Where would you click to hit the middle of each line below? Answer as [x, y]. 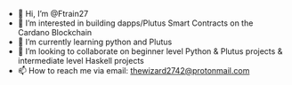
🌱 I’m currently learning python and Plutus [95, 42]
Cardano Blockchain [55, 32]
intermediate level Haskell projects [81, 61]
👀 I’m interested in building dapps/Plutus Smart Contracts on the [135, 23]
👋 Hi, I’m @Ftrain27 [53, 14]
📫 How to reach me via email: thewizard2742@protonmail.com [134, 70]
